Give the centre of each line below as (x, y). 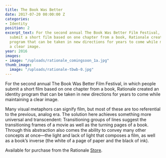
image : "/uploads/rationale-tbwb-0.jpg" (52, 70)
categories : (17, 19)
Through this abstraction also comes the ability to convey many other (76, 130)
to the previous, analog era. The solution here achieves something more (78, 114)
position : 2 (17, 28)
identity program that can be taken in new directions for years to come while (83, 94)
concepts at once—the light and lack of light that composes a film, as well (80, 135)
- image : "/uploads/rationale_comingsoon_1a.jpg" (57, 60)
